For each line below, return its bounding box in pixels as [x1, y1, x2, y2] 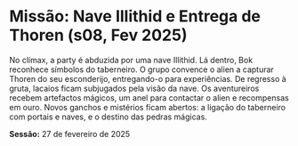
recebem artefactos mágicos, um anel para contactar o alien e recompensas [9, 92, 289, 103]
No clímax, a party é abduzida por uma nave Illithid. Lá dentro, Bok [9, 54, 254, 65]
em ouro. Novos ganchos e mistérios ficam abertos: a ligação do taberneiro [9, 101, 286, 112]
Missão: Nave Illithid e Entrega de [9, 6, 261, 27]
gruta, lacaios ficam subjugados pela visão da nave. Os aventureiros [9, 83, 260, 93]
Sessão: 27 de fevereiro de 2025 [9, 128, 131, 139]
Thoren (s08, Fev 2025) [9, 25, 188, 45]
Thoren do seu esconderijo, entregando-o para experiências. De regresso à [9, 73, 286, 84]
